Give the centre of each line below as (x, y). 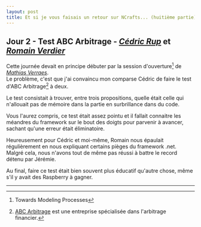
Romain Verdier (36, 50)
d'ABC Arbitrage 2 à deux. (37, 85)
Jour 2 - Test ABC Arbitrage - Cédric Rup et (89, 42)
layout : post (22, 12)
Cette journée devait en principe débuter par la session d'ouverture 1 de (94, 65)
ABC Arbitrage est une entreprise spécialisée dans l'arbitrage (90, 211)
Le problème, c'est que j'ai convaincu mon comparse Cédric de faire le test (99, 79)
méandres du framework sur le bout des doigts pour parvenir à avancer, (95, 122)
